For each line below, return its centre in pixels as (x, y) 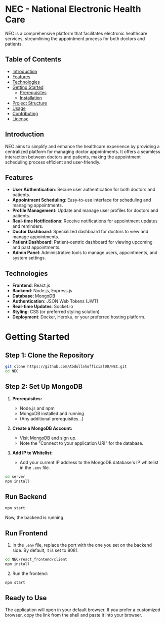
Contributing (25, 113)
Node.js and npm (37, 408)
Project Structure (30, 103)
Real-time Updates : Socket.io (42, 307)
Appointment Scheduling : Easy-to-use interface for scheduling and (82, 200)
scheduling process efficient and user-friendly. (53, 162)
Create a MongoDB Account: (42, 428)
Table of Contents (33, 60)
